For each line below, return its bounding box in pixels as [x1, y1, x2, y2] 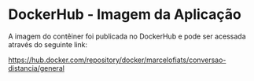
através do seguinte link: [8, 39, 88, 49]
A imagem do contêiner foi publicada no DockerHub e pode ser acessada [8, 31, 246, 41]
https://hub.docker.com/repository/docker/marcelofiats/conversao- [8, 55, 226, 64]
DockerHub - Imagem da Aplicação [8, 6, 242, 24]
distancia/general [8, 63, 65, 72]
